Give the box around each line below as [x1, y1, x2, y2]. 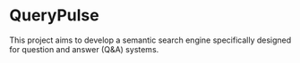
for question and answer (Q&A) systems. [9, 43, 159, 54]
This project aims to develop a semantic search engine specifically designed [9, 35, 292, 45]
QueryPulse [9, 5, 100, 26]
